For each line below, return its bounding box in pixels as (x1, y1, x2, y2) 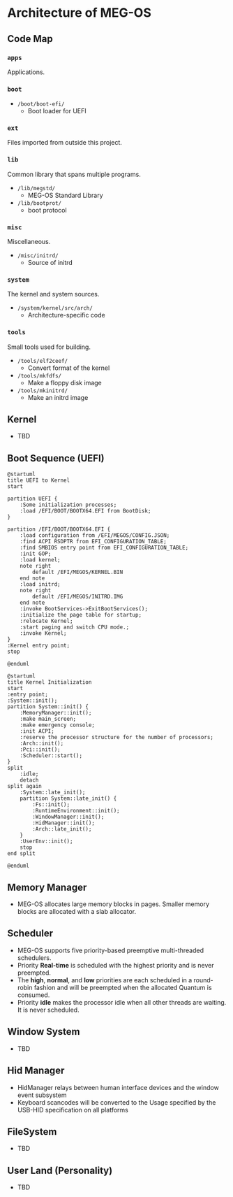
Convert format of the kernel (27, 364, 110, 372)
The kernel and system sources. (7, 290, 100, 299)
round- (193, 975, 214, 984)
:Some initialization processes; (20, 501, 117, 508)
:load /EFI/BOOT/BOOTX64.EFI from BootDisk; (20, 508, 151, 515)
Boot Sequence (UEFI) (7, 452, 105, 464)
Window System (7, 1026, 80, 1038)
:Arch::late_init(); (32, 826, 92, 833)
